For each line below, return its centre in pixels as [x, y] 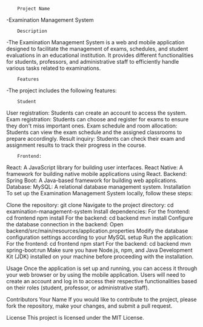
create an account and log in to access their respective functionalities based [101, 281]
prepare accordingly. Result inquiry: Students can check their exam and [96, 139]
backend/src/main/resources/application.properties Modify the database [97, 231]
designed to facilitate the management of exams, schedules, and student [97, 49]
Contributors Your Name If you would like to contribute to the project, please [101, 299]
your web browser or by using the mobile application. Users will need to [96, 275]
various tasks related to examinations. [54, 68]
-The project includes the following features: [62, 90]
